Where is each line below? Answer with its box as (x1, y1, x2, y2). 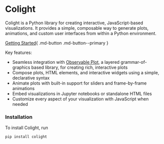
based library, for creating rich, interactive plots (31, 64, 128, 70)
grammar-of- (120, 59, 147, 65)
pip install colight (5, 135, 48, 140)
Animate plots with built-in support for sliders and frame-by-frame (12, 80, 147, 86)
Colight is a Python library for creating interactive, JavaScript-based (5, 20, 144, 26)
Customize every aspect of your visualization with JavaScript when (12, 96, 149, 102)
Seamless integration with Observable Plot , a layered (12, 59, 120, 65)
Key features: (5, 49, 32, 55)
